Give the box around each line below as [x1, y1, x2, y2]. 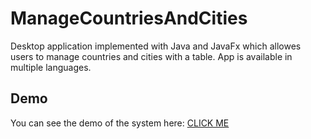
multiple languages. [10, 61, 92, 73]
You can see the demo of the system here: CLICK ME [10, 117, 230, 129]
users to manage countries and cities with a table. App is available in [10, 50, 293, 62]
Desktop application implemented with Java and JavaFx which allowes [10, 40, 302, 52]
